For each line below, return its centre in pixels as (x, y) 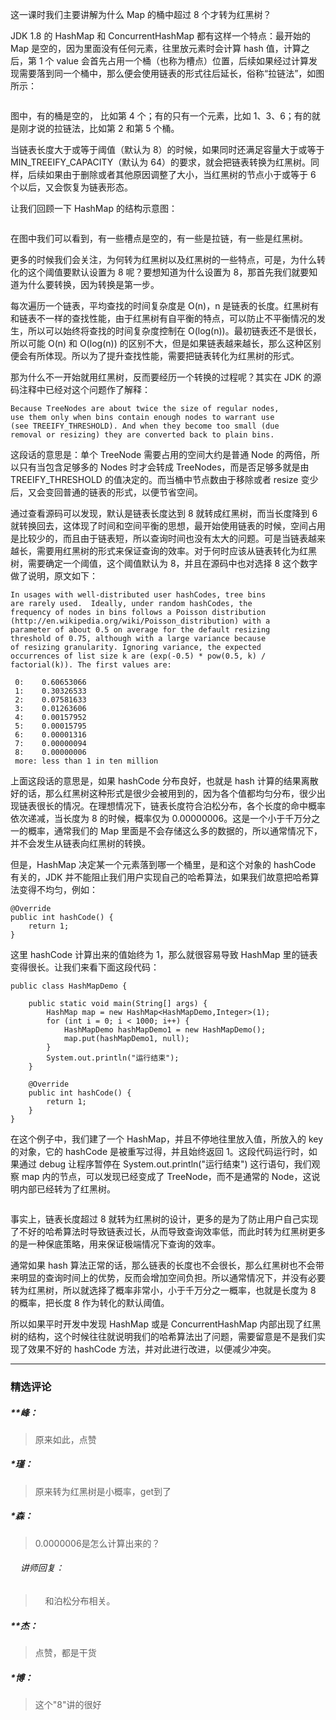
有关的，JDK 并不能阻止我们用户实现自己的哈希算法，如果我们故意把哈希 (160, 877)
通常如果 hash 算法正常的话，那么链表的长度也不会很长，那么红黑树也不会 (163, 1265)
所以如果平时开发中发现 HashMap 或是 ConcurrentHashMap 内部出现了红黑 (166, 1324)
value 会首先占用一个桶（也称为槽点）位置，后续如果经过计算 (182, 61)
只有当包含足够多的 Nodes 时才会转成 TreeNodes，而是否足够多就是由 (164, 467)
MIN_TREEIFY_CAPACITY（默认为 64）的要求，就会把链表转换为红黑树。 (160, 162)
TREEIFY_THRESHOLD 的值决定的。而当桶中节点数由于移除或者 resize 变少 (164, 479)
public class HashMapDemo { (69, 986)
